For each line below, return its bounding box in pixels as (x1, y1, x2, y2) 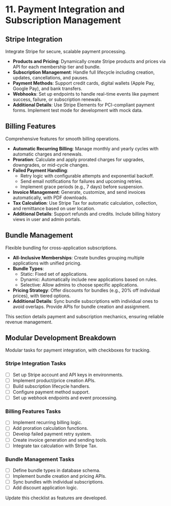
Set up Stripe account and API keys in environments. (12, 371, 124, 378)
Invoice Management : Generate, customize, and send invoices (12, 189, 145, 195)
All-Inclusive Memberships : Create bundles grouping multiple (12, 254, 144, 260)
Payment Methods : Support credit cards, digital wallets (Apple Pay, (12, 80, 155, 86)
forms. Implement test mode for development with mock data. (12, 107, 143, 113)
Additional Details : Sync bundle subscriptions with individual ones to (12, 298, 158, 304)
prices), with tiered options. (12, 293, 71, 299)
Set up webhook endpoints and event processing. (12, 394, 117, 401)
